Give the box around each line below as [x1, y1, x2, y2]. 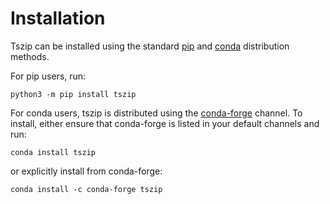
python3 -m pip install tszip [10, 89, 137, 99]
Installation [10, 7, 106, 30]
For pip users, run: [10, 70, 87, 82]
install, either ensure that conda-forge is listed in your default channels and [10, 117, 320, 129]
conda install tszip [10, 147, 97, 157]
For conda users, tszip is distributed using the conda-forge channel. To [10, 107, 303, 119]
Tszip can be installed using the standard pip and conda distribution [10, 40, 290, 52]
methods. [10, 50, 50, 62]
